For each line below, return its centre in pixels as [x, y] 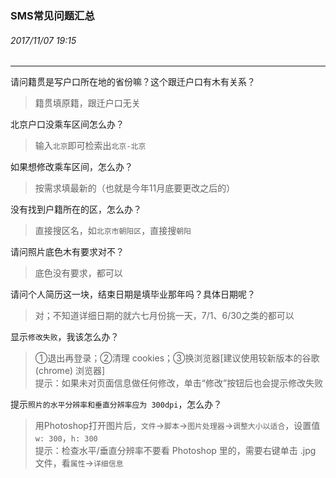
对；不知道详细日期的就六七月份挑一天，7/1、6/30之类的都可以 [164, 316]
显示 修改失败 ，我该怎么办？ [65, 337]
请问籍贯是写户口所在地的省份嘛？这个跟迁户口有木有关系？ [133, 82]
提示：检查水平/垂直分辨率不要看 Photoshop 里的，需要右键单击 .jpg [175, 451]
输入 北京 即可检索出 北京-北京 [90, 146]
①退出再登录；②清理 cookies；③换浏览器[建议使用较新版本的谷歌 [177, 358]
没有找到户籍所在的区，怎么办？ [76, 209]
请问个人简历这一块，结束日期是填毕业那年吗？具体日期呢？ [133, 294]
